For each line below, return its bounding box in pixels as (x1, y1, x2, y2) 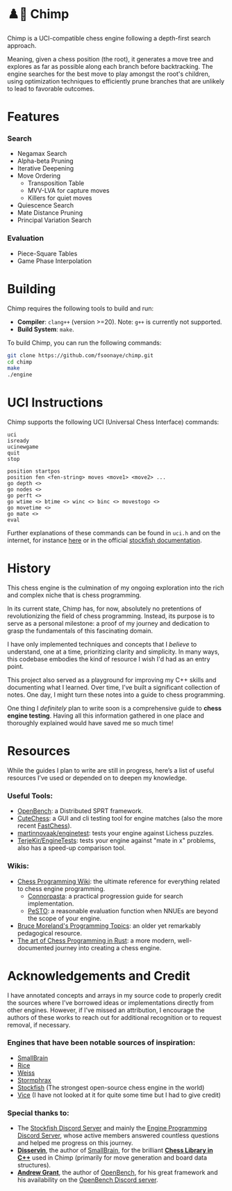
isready (7, 437, 30, 445)
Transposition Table (27, 179, 85, 187)
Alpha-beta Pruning (17, 157, 74, 165)
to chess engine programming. (17, 884, 106, 892)
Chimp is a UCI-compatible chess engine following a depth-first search (7, 33, 210, 42)
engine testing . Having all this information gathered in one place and (7, 711, 205, 720)
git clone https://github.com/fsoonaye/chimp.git (7, 352, 154, 359)
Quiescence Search (17, 201, 74, 210)
